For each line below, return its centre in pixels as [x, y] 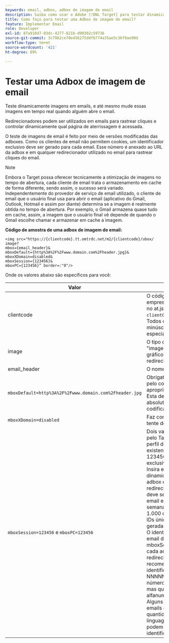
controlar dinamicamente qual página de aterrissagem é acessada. [74, 127]
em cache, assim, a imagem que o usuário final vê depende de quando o [80, 215]
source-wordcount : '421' [31, 47]
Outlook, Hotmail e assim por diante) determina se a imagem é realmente [81, 204]
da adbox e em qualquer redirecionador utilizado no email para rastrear [79, 152]
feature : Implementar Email [35, 24]
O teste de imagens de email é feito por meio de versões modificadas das [81, 136]
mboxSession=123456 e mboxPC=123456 [51, 533]
